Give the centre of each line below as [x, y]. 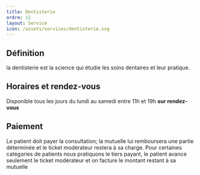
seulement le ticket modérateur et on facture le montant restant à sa [91, 160]
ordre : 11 [19, 17]
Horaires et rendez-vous [53, 87]
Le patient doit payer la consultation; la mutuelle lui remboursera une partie [100, 141]
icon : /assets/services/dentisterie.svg [58, 29]
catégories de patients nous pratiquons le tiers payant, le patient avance [96, 154]
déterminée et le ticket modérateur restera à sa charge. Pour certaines [94, 147]
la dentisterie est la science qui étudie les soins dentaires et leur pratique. [98, 68]
